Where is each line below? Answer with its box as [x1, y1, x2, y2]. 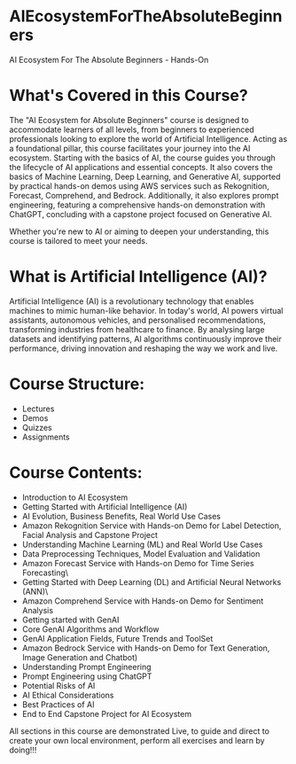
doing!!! [9, 745, 37, 755]
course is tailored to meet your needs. [9, 235, 148, 246]
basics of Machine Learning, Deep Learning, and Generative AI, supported [9, 171, 281, 182]
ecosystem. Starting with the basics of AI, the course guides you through [9, 152, 277, 163]
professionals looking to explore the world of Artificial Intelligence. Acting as [9, 133, 288, 144]
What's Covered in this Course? [9, 86, 248, 105]
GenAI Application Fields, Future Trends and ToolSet [21, 633, 214, 643]
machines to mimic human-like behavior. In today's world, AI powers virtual [9, 305, 284, 316]
